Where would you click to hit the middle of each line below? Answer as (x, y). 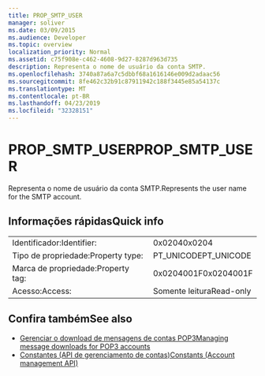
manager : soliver (37, 23)
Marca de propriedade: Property (71, 268)
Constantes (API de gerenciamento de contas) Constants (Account (127, 355)
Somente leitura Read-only (202, 291)
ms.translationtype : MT (47, 89)
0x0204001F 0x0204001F (203, 273)
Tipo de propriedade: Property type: (78, 255)
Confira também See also (70, 319)
